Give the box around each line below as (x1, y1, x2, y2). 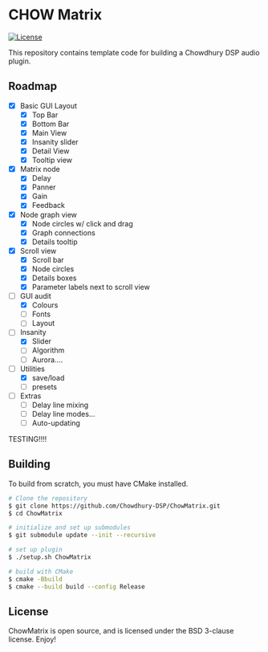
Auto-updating (31, 418, 80, 427)
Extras (19, 391, 42, 401)
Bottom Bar (31, 119, 70, 128)
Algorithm (31, 345, 65, 355)
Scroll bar (31, 255, 64, 264)
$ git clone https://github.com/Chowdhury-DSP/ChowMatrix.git (8, 502, 221, 510)
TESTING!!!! (8, 434, 47, 443)
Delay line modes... (31, 409, 95, 418)
